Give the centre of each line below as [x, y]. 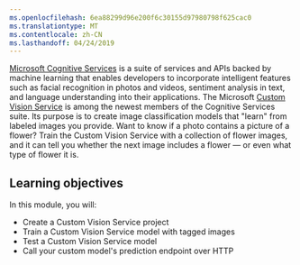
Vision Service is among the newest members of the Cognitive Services [142, 107]
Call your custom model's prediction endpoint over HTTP [128, 251]
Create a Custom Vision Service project [95, 223]
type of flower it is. [44, 155]
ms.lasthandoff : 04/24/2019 [62, 43]
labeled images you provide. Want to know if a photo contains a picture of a [150, 126]
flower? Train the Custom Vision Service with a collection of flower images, [149, 135]
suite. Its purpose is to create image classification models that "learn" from [148, 116]
